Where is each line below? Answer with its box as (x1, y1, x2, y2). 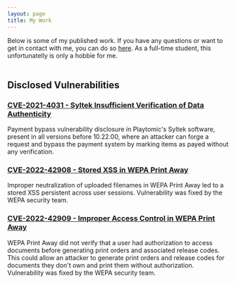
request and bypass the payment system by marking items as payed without (7, 140, 229, 149)
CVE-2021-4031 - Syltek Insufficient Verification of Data (7, 100, 204, 110)
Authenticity (7, 109, 51, 118)
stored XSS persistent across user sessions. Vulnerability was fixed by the (7, 188, 223, 197)
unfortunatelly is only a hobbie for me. (7, 51, 118, 60)
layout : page (7, 10, 46, 18)
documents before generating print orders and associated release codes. (7, 246, 220, 254)
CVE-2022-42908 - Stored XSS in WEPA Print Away (7, 165, 189, 175)
